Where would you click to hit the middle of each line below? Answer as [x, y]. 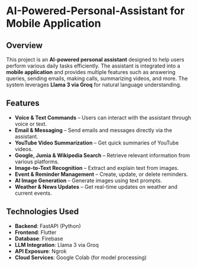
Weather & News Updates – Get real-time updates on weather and [96, 186]
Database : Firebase [39, 239]
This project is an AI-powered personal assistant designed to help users [95, 59]
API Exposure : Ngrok [41, 251]
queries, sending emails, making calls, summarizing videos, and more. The [97, 78]
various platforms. [37, 162]
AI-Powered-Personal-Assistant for [96, 11]
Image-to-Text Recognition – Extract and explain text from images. [97, 168]
